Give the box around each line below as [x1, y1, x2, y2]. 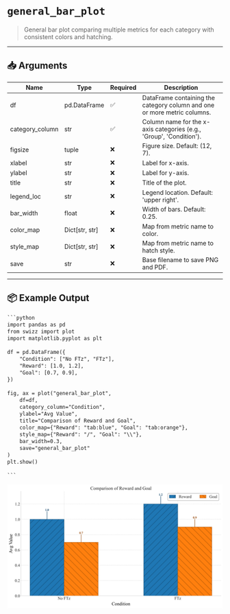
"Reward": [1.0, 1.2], [19, 363, 84, 370]
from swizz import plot [7, 329, 75, 335]
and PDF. [142, 263, 168, 271]
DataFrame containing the [142, 93, 216, 102]
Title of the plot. [142, 178, 187, 187]
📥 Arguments [7, 60, 68, 71]
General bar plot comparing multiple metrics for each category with [23, 25, 214, 34]
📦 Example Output [7, 292, 90, 304]
